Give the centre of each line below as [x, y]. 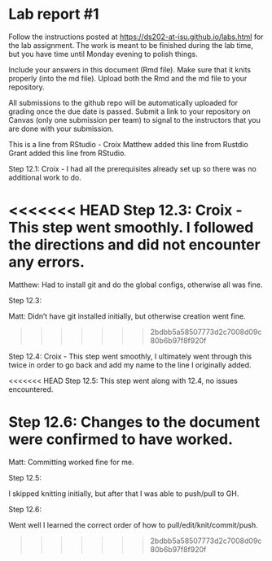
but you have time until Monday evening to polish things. [103, 54]
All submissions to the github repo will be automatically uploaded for [123, 102]
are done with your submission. [61, 128]
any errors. [47, 262]
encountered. [31, 389]
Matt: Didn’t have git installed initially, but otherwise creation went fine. [127, 316]
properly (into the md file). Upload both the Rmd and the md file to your [128, 78]
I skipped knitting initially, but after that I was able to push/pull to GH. [124, 494]
